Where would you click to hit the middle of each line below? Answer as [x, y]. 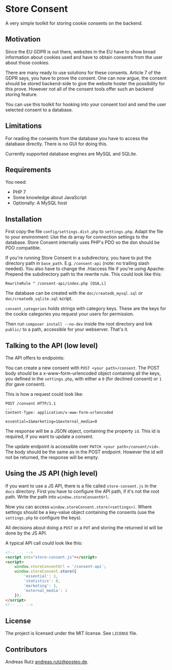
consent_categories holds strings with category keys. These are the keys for [86, 309]
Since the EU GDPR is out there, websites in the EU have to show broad [81, 51]
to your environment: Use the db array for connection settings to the [77, 237]
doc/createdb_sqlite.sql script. [39, 299]
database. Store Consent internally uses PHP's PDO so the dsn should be [83, 242]
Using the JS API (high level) [52, 474]
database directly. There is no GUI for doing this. [57, 144]
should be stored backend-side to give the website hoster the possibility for [85, 83]
